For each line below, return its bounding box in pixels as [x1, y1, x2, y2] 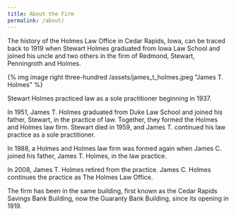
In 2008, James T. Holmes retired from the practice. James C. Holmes [7, 165, 211, 174]
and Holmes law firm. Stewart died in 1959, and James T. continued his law [7, 123, 226, 131]
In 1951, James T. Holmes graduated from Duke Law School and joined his [7, 108, 223, 116]
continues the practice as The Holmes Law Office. [7, 173, 153, 181]
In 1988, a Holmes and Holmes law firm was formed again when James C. [7, 144, 222, 152]
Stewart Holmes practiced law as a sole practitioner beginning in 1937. [7, 93, 212, 103]
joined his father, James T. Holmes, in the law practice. [7, 152, 167, 160]
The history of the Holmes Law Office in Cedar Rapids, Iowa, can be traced [7, 36, 226, 45]
